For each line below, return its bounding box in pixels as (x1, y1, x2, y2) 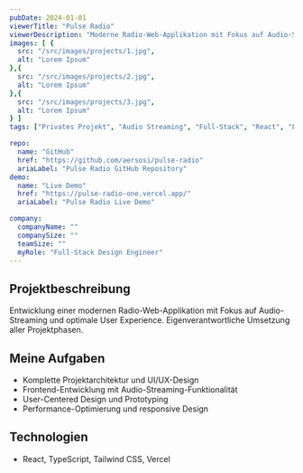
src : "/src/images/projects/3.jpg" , (17, 97, 155, 107)
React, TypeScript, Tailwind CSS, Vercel (22, 453, 171, 464)
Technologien (9, 430, 88, 445)
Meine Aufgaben (9, 350, 106, 366)
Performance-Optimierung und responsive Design (22, 403, 209, 414)
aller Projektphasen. (9, 325, 84, 336)
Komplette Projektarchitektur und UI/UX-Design (22, 374, 199, 385)
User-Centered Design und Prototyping (22, 394, 169, 404)
